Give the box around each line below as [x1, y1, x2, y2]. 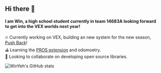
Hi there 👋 [5, 5, 35, 13]
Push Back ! [5, 40, 28, 45]
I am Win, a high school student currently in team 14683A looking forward [5, 18, 156, 24]
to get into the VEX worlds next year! [5, 23, 81, 29]
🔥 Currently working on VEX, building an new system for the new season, [5, 34, 151, 40]
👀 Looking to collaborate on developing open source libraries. [5, 54, 128, 59]
